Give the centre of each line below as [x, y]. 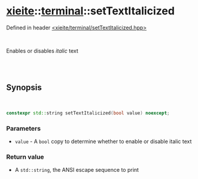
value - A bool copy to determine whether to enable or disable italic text [103, 141]
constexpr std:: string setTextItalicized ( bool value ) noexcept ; [88, 113]
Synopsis [24, 88]
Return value [25, 157]
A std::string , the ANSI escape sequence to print [77, 170]
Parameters [23, 128]
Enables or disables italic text [42, 51]
